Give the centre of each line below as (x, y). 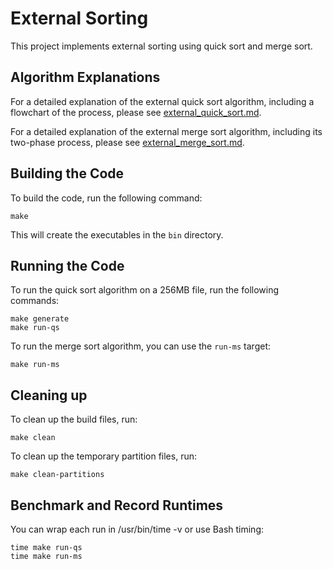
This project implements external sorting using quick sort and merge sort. (161, 46)
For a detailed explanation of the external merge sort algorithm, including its (166, 131)
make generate (40, 319)
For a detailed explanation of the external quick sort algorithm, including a (162, 101)
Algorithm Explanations (85, 77)
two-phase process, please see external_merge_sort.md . (127, 142)
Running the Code (67, 265)
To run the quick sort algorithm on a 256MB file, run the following (145, 290)
